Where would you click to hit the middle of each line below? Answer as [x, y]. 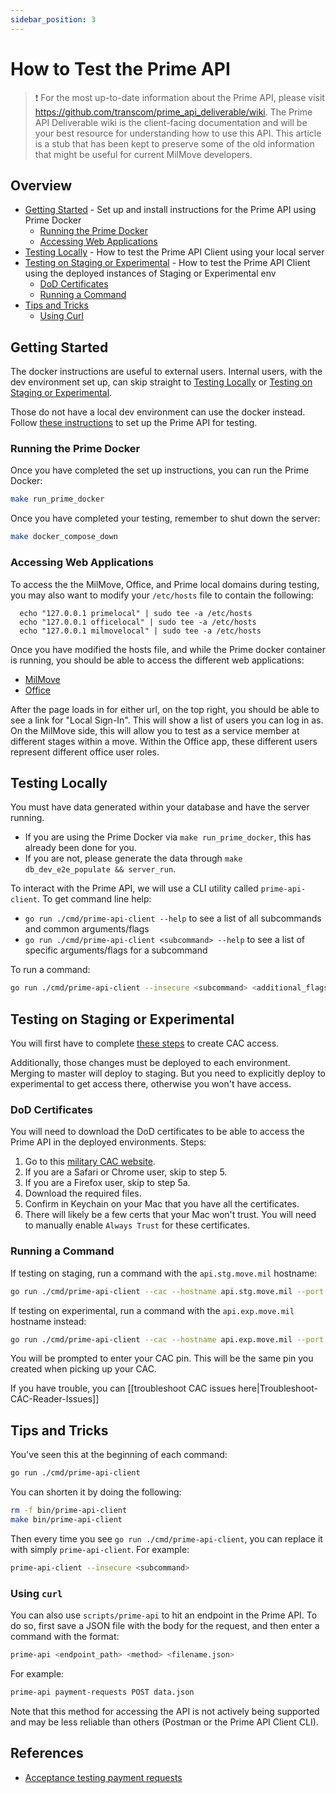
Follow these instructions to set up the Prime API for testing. [134, 423]
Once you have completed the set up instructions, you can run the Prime [160, 470]
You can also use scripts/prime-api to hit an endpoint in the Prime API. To [164, 1615]
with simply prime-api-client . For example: [100, 1549]
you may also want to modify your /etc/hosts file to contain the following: [162, 595]
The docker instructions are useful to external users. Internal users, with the [166, 372]
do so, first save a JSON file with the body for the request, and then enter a [165, 1625]
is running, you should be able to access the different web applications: [157, 660]
